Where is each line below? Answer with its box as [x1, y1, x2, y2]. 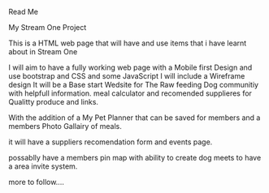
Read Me [8, 7, 39, 16]
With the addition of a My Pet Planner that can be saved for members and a [8, 113, 261, 122]
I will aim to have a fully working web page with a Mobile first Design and [8, 62, 253, 72]
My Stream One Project [8, 23, 87, 32]
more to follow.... [8, 178, 65, 187]
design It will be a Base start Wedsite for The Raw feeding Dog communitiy [8, 80, 258, 89]
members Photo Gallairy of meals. [8, 122, 122, 131]
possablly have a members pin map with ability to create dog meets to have [8, 153, 262, 162]
